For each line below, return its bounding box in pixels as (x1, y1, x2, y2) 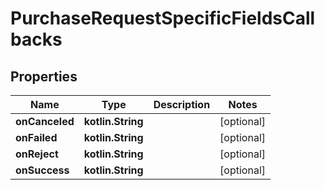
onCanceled (15, 115, 75, 128)
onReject (15, 147, 59, 161)
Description (153, 98, 211, 111)
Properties (10, 68, 78, 85)
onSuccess (15, 163, 70, 177)
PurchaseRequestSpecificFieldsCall (10, 7, 316, 30)
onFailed (15, 131, 58, 144)
